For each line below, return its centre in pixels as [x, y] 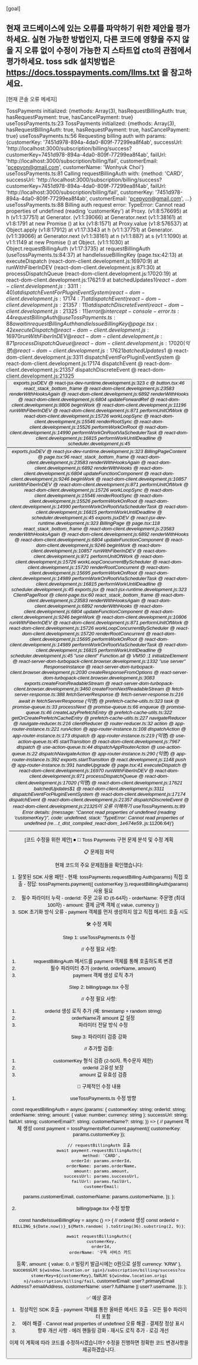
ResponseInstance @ [67, 667]
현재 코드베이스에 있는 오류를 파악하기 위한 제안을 [90, 29]
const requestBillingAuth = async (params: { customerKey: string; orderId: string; [99, 1109]
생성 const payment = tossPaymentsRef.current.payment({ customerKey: [102, 1128]
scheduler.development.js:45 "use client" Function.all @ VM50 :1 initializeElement [99, 655]
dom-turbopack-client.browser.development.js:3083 [99, 678]
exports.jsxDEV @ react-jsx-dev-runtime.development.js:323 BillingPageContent [99, 451]
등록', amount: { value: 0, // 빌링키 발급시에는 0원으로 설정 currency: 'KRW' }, [99, 1264]
